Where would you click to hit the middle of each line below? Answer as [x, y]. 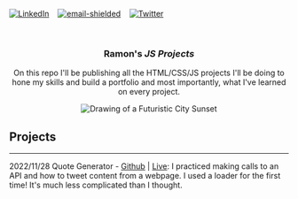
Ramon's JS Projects [149, 53]
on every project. [149, 92]
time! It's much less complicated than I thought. [96, 185]
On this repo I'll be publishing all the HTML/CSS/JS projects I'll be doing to [149, 73]
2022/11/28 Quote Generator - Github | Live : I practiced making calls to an [144, 166]
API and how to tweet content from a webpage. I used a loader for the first [145, 176]
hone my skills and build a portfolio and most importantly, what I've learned [149, 82]
